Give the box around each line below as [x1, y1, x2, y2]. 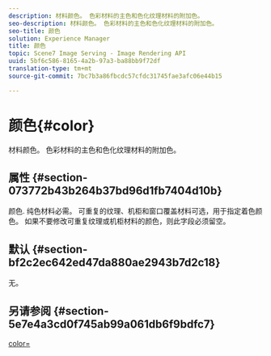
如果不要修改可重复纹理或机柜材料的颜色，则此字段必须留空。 [23, 216, 231, 227]
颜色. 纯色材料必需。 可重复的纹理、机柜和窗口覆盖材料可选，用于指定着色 [8, 206, 256, 216]
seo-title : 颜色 [8, 27, 61, 35]
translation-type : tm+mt [8, 65, 92, 73]
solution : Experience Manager [8, 34, 111, 43]
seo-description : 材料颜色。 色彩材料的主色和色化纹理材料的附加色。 [8, 19, 218, 28]
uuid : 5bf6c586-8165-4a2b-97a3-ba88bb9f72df [8, 57, 161, 66]
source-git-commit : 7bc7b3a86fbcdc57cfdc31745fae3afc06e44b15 [8, 72, 222, 80]
